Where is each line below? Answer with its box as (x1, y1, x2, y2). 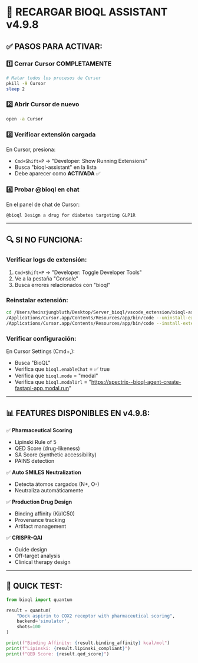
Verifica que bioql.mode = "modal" (14, 372, 98, 380)
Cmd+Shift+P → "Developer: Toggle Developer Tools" (14, 269, 143, 276)
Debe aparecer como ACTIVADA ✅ (14, 169, 101, 177)
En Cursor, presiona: (6, 146, 56, 153)
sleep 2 (6, 86, 25, 92)
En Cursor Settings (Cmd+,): (6, 348, 75, 355)
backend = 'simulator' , (16, 618, 70, 625)
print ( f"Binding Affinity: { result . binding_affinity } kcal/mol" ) (6, 640, 170, 646)
